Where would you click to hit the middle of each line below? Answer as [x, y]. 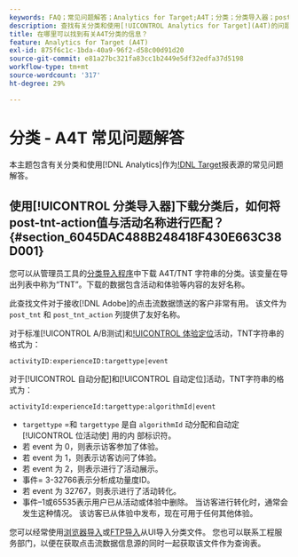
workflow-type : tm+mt [49, 68]
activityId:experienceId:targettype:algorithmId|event [113, 407]
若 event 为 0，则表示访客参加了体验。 [92, 447]
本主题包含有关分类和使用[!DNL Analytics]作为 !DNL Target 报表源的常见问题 [146, 164]
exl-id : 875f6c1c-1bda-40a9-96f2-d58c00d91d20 [97, 51]
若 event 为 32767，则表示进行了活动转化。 [102, 491]
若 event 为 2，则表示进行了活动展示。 [92, 469]
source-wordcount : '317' [55, 76]
